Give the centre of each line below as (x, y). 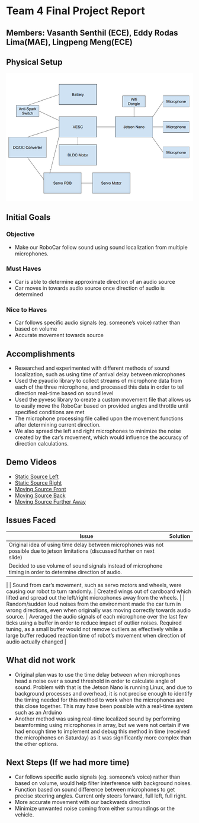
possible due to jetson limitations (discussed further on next (82, 551)
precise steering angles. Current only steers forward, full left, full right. (101, 796)
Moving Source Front (40, 489)
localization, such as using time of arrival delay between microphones (100, 374)
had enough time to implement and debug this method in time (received (102, 731)
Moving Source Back (40, 495)
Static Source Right (38, 483)
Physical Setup (35, 62)
